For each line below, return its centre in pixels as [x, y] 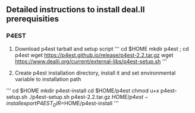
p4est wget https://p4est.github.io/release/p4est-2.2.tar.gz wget [94, 55]
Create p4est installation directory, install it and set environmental [95, 73]
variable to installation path [48, 79]
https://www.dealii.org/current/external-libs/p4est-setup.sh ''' [91, 61]
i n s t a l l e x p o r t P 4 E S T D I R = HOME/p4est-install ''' [62, 104]
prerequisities [33, 19]
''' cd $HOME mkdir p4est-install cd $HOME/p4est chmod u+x [83, 91]
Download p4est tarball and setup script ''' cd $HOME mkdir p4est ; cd [102, 49]
